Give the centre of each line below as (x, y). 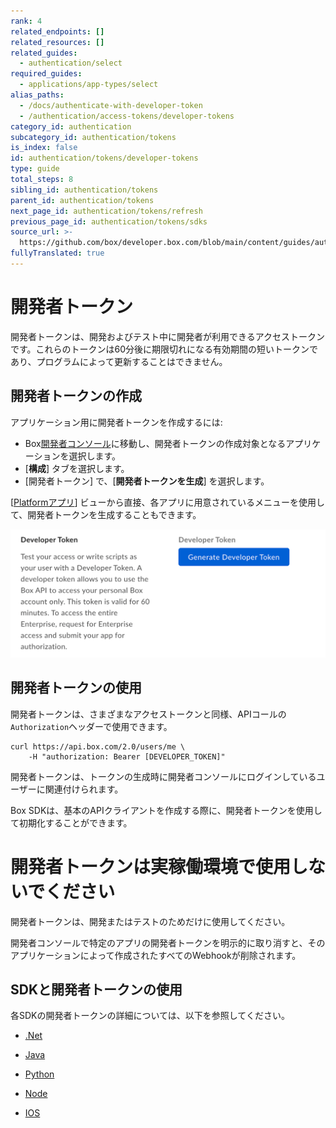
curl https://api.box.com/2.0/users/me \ (98, 746)
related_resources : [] (57, 42)
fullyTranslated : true (57, 253)
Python (39, 1074)
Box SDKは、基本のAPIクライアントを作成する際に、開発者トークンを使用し (166, 810)
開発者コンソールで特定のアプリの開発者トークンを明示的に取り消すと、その (168, 942)
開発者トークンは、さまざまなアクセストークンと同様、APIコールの (148, 714)
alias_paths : (37, 95)
